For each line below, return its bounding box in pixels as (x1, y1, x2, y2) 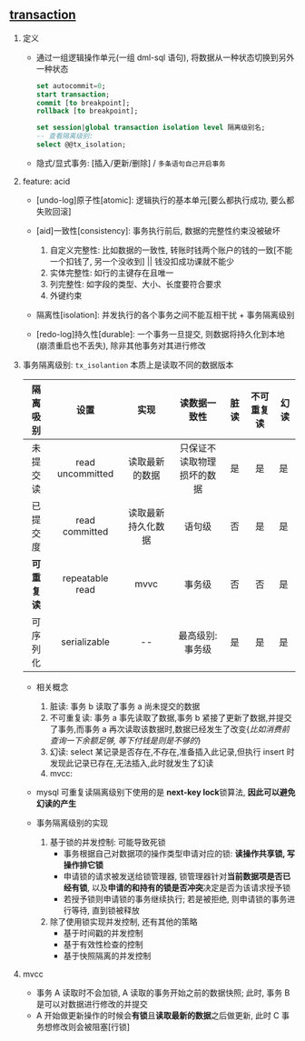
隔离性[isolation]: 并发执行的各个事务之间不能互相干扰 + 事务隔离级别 (35, 309, 295, 320)
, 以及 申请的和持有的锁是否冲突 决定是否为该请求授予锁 (87, 882, 291, 893)
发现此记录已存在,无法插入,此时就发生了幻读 (49, 757, 214, 768)
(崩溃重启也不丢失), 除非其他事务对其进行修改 (35, 340, 206, 351)
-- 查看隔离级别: (35, 132, 93, 141)
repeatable (62, 572, 109, 585)
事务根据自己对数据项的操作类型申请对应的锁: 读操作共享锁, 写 (63, 847, 295, 858)
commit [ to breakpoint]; (35, 98, 131, 107)
